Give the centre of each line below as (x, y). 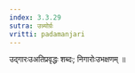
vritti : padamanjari (48, 34)
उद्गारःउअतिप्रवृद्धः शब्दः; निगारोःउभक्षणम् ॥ (67, 60)
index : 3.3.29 (36, 17)
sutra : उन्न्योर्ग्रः (32, 26)
